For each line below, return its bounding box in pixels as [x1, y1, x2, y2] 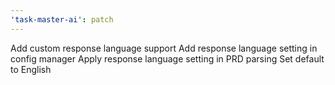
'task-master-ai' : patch [10, 14, 114, 25]
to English [10, 63, 52, 75]
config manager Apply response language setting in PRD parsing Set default [10, 52, 325, 65]
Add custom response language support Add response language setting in [10, 42, 318, 54]
